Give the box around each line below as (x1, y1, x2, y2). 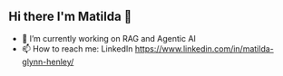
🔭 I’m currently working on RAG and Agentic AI (21, 33, 197, 43)
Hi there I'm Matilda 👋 (8, 9, 132, 24)
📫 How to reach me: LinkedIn (21, 43, 133, 54)
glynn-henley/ (21, 56, 74, 67)
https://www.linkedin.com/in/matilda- (134, 43, 274, 54)
